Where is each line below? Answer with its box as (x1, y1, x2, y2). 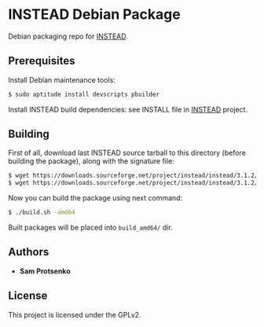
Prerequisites (8, 54, 75, 68)
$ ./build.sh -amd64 (8, 208, 76, 217)
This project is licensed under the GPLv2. (8, 310, 141, 319)
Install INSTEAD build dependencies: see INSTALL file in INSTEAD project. (8, 105, 248, 114)
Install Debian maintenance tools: (8, 75, 115, 84)
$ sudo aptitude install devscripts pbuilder (8, 90, 159, 98)
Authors (8, 245, 49, 259)
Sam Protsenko (19, 266, 71, 276)
